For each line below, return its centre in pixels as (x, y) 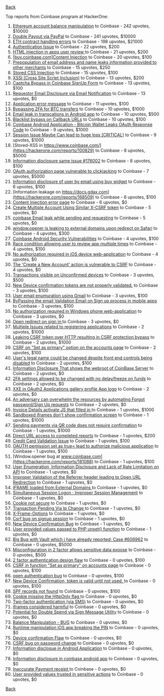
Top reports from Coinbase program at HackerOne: (57, 16)
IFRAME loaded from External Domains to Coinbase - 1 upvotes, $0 (80, 487)
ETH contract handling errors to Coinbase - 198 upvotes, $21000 (78, 41)
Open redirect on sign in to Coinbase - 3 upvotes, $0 (66, 321)
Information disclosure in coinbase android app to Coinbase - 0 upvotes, (85, 659)
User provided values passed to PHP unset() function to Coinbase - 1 (82, 529)
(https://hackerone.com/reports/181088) (53, 461)
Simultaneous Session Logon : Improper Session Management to (78, 493)
